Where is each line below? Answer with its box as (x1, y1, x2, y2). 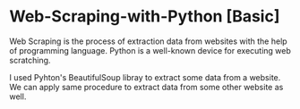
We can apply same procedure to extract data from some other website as (9, 81, 284, 92)
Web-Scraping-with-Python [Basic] (9, 6, 280, 27)
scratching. (9, 54, 51, 65)
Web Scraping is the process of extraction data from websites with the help (9, 36, 288, 46)
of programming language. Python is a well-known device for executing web (9, 45, 291, 55)
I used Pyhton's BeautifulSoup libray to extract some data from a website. (9, 71, 281, 82)
